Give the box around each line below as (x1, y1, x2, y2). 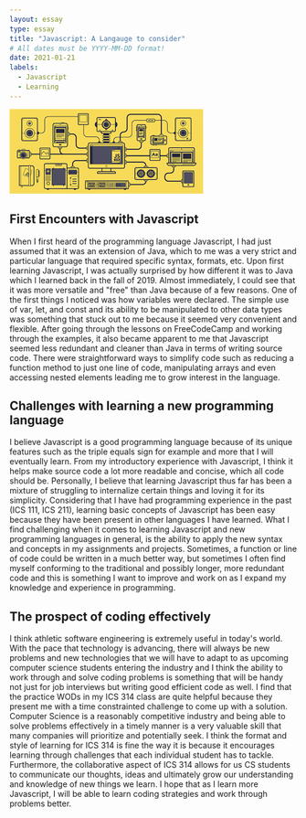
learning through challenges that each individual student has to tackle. (9, 749, 274, 760)
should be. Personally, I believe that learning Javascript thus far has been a (9, 475, 292, 486)
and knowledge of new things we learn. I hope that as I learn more (9, 779, 259, 790)
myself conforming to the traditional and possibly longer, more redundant (9, 563, 285, 574)
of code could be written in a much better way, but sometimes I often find (9, 553, 286, 564)
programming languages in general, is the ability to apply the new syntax (9, 534, 283, 545)
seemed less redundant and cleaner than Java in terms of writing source (9, 343, 283, 354)
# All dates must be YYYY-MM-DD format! (9, 44, 166, 53)
